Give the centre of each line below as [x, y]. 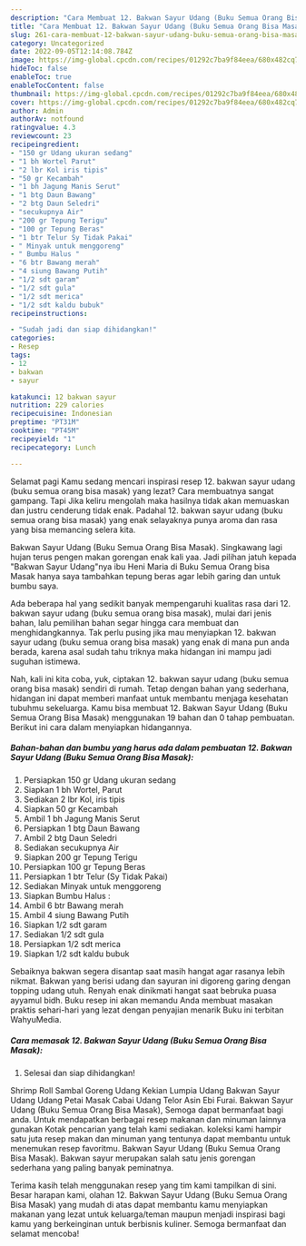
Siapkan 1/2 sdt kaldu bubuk [76, 954]
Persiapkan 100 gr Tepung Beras [84, 867]
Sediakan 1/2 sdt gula [64, 934]
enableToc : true [41, 77]
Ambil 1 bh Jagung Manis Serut [81, 819]
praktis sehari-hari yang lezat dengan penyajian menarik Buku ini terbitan [147, 1010]
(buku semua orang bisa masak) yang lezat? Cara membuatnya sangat [142, 490]
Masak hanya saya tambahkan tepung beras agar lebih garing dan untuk [145, 576]
